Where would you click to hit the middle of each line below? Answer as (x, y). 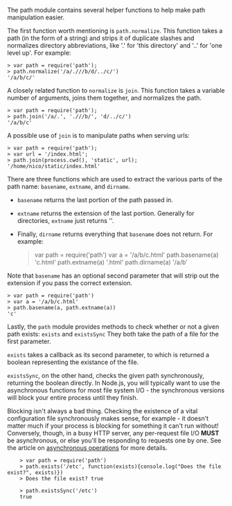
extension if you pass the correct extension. (70, 283)
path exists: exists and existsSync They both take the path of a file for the (113, 334)
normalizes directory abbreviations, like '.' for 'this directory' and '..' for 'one (115, 45)
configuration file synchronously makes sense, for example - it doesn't (108, 418)
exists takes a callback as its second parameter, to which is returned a (108, 355)
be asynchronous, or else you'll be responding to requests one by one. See (114, 440)
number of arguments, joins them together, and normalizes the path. (105, 98)
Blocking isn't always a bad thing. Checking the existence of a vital (102, 411)
